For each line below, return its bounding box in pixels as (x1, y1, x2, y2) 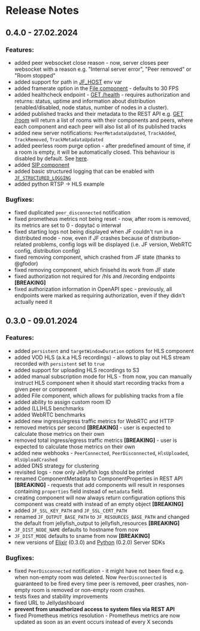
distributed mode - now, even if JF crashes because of (14, 235, 150, 242)
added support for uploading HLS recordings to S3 (14, 366, 140, 373)
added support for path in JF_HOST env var (14, 78, 122, 85)
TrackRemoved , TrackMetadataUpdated (14, 136, 104, 143)
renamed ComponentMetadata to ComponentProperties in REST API (14, 475, 183, 482)
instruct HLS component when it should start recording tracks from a (14, 379, 184, 386)
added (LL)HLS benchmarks (14, 405, 84, 412)
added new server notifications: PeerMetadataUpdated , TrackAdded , (14, 129, 177, 136)
